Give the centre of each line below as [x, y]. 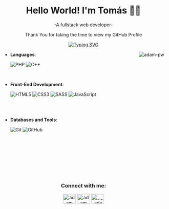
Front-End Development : [37, 84]
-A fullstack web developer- [83, 25]
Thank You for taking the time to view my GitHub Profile [83, 34]
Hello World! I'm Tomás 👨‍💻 [83, 11]
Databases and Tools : [34, 120]
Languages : [23, 54]
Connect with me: [83, 185]
